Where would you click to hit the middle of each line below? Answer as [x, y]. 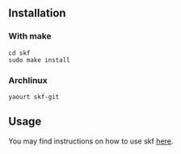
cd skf [19, 53]
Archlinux [28, 80]
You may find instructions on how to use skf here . [91, 141]
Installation [37, 13]
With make [30, 36]
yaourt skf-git [34, 97]
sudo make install [39, 60]
